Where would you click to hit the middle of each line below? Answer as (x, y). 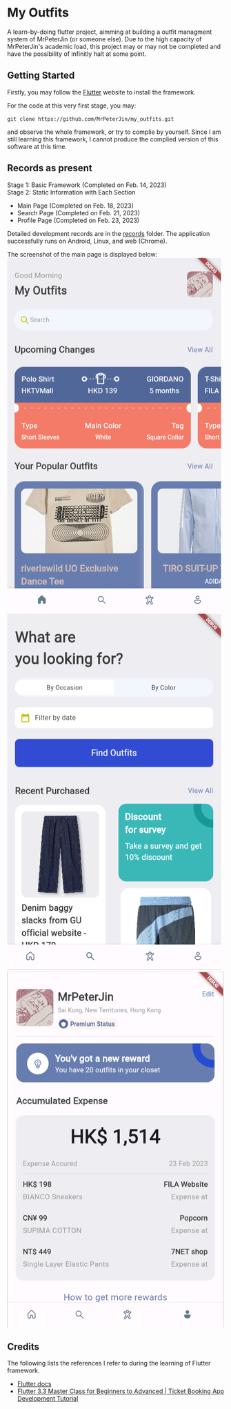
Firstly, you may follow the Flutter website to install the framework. (101, 92)
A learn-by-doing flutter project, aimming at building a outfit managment (110, 32)
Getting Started (41, 76)
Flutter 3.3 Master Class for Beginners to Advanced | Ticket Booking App (120, 1391)
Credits (23, 1347)
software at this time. (37, 146)
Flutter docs (34, 1384)
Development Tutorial (48, 1399)
